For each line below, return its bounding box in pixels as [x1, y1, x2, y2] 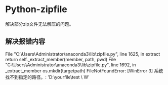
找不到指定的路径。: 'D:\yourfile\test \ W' [5, 74, 90, 80]
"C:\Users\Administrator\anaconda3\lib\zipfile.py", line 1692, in [5, 62, 136, 68]
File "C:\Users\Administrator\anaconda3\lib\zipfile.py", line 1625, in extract [5, 51, 160, 57]
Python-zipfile [5, 4, 67, 15]
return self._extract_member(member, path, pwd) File [5, 56, 116, 62]
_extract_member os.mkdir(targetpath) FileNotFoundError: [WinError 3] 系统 [5, 67, 163, 74]
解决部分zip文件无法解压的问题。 [5, 21, 74, 27]
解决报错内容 [5, 37, 46, 46]
